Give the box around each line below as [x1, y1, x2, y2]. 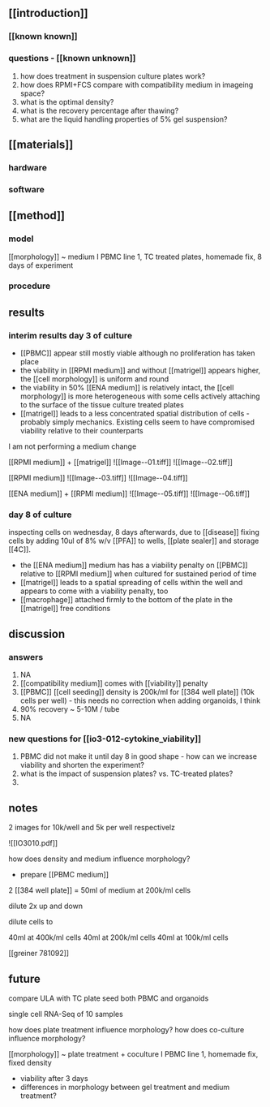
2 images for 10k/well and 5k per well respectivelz [8, 823, 176, 833]
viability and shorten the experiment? [19, 760, 144, 770]
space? [19, 88, 45, 98]
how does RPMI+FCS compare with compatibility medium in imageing [19, 80, 254, 89]
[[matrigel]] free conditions [19, 604, 111, 614]
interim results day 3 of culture [8, 330, 132, 341]
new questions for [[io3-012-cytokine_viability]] [8, 734, 201, 745]
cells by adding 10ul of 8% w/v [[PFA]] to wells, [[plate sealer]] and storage [8, 536, 259, 546]
